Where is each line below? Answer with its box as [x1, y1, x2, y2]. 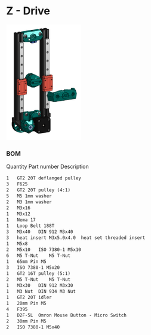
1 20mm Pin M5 [6, 300, 47, 306]
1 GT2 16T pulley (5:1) [6, 271, 70, 277]
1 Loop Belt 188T [6, 223, 55, 229]
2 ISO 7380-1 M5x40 [6, 324, 60, 330]
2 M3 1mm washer [6, 199, 52, 205]
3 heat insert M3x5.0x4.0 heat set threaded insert [6, 235, 146, 241]
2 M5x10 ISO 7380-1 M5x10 [6, 247, 82, 253]
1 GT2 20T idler [6, 294, 52, 300]
